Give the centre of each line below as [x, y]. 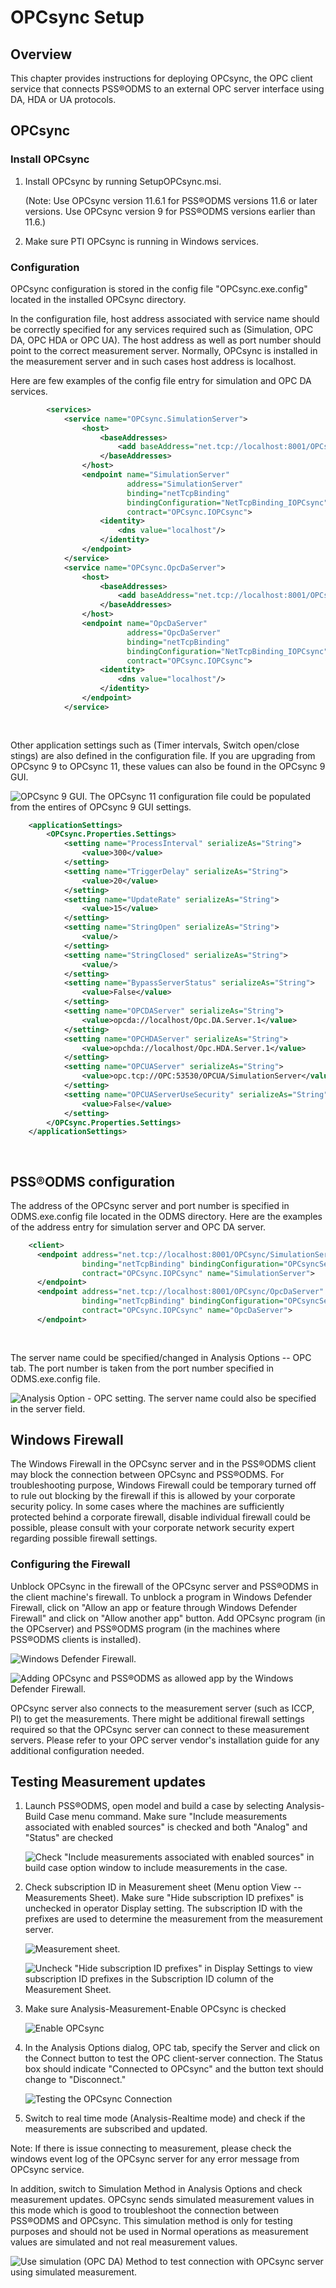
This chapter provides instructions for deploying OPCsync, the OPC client [161, 78]
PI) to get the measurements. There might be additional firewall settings [157, 1718]
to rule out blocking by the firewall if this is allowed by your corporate [153, 1496]
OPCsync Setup [77, 17]
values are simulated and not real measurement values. [124, 2242]
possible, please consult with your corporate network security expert [152, 1528]
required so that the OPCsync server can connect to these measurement [160, 1729]
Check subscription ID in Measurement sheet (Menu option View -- [163, 1887]
